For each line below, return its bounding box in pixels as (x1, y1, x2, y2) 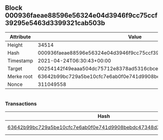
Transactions (5, 100, 37, 107)
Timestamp (7, 57, 33, 64)
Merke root (7, 73, 33, 79)
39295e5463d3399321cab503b (5, 19, 105, 27)
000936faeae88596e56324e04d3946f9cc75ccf (5, 12, 158, 20)
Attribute (9, 33, 31, 40)
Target (7, 65, 23, 72)
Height (7, 41, 23, 48)
